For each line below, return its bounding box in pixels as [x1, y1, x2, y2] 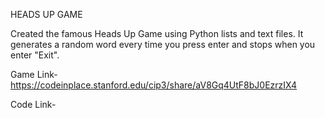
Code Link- [10, 99, 57, 110]
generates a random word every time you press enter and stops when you [10, 39, 316, 50]
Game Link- [10, 69, 58, 80]
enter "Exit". [10, 49, 60, 61]
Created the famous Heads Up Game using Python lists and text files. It [10, 28, 304, 39]
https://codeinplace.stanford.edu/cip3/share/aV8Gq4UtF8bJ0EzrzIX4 [10, 79, 298, 91]
